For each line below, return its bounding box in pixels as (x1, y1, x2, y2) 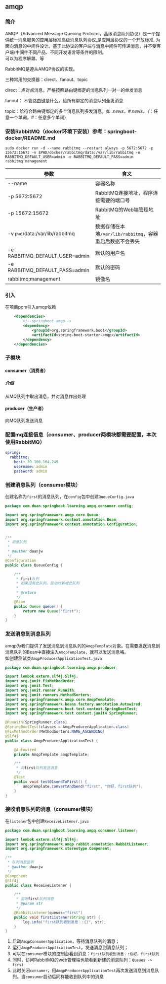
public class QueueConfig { (5, 562, 63, 567)
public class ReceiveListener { (5, 883, 72, 888)
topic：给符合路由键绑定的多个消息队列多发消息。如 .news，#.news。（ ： (5, 108, 154, 114)
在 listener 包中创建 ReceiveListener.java (5, 818, 89, 824)
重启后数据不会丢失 (95, 238, 140, 245)
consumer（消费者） (5, 367, 48, 373)
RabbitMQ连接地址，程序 (95, 189, 153, 196)
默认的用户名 (95, 249, 125, 256)
